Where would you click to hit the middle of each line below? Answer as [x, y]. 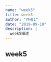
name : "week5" [20, 10]
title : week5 [19, 15]
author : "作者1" [22, 19]
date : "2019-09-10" [26, 24]
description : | [21, 29]
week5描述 [19, 34]
